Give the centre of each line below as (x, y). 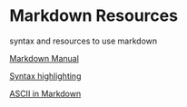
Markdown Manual (44, 58)
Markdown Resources (94, 16)
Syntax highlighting (45, 76)
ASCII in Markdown (45, 93)
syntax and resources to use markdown (84, 41)
